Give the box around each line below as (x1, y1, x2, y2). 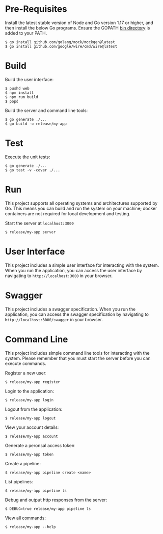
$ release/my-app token (5, 452, 54, 457)
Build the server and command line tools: (5, 107, 88, 113)
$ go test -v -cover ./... (5, 168, 60, 172)
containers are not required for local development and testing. (5, 210, 131, 217)
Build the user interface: (5, 76, 54, 82)
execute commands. (5, 360, 47, 366)
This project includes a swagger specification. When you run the (5, 306, 136, 312)
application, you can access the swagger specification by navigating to (5, 311, 149, 317)
